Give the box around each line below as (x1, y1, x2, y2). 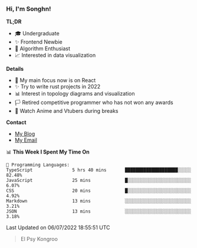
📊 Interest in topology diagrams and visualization (14, 90, 135, 97)
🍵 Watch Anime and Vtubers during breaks (14, 107, 119, 115)
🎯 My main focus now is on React (14, 77, 96, 84)
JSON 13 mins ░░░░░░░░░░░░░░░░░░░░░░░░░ (6, 208, 192, 214)
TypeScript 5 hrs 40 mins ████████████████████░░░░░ (6, 167, 192, 173)
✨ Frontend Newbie (14, 38, 63, 45)
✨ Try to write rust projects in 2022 (14, 83, 101, 90)
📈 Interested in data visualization (14, 52, 96, 59)
